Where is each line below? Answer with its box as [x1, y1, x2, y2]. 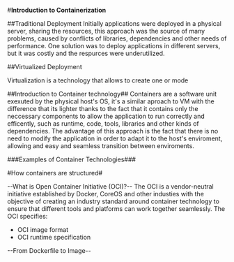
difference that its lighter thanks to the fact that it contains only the [7, 105, 198, 112]
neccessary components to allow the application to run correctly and [7, 112, 205, 120]
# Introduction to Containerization [7, 6, 107, 14]
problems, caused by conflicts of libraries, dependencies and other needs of [7, 34, 227, 43]
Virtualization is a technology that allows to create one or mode [7, 76, 189, 85]
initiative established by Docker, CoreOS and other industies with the [7, 190, 204, 198]
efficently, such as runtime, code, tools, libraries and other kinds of [7, 119, 200, 128]
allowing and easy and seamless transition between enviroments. [7, 142, 195, 150]
